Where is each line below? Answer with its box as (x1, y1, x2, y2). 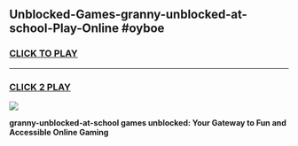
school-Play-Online (9, 21, 120, 36)
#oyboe (121, 21, 165, 36)
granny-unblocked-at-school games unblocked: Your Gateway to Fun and (9, 117, 286, 127)
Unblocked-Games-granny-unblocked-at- (9, 7, 248, 22)
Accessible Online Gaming (9, 127, 109, 137)
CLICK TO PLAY (9, 48, 78, 60)
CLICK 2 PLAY (9, 81, 71, 93)
